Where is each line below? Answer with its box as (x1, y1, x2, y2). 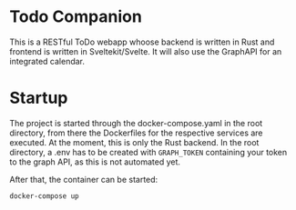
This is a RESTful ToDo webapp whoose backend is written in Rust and (9, 36, 275, 47)
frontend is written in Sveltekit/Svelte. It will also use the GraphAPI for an (9, 45, 282, 56)
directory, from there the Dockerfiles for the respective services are (9, 127, 263, 138)
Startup (9, 88, 68, 108)
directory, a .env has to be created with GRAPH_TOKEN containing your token (9, 146, 288, 157)
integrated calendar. (9, 55, 85, 66)
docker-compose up (9, 191, 79, 201)
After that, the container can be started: (9, 174, 158, 185)
